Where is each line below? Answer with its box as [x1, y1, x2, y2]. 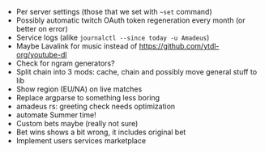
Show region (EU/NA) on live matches [15, 84, 143, 94]
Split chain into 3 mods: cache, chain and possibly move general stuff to [15, 67, 258, 76]
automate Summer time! [15, 110, 97, 120]
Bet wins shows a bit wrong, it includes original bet [15, 127, 186, 137]
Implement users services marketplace [15, 136, 147, 145]
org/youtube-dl [15, 50, 67, 59]
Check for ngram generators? [15, 58, 115, 68]
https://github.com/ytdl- [139, 41, 220, 51]
